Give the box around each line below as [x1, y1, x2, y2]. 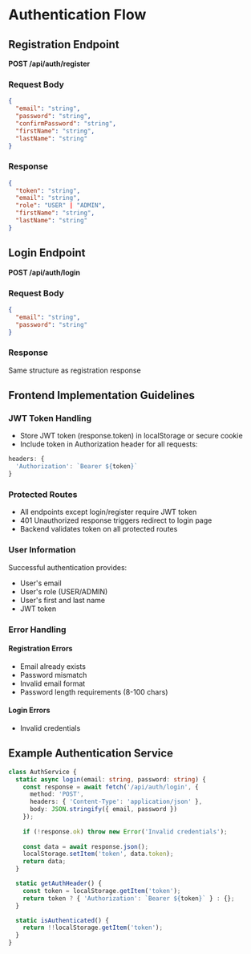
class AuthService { [8, 768, 78, 776]
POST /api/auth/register [8, 59, 91, 68]
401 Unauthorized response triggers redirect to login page [19, 516, 213, 525]
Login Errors [8, 705, 51, 715]
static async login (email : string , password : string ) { [15, 775, 206, 784]
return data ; [22, 858, 67, 866]
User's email [19, 578, 62, 588]
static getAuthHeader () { [15, 879, 103, 888]
